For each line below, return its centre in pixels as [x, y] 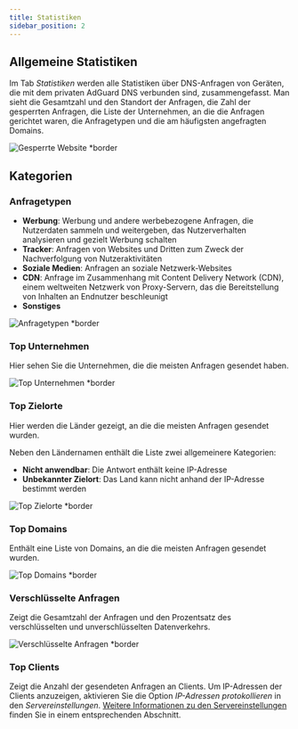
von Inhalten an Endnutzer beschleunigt [95, 296]
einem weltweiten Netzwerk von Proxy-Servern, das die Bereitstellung [150, 287]
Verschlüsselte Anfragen [64, 598]
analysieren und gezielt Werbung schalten [99, 240]
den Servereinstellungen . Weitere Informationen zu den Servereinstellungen [148, 706]
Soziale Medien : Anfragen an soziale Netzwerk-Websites [127, 268]
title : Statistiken [45, 17]
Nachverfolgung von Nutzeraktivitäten [92, 258]
